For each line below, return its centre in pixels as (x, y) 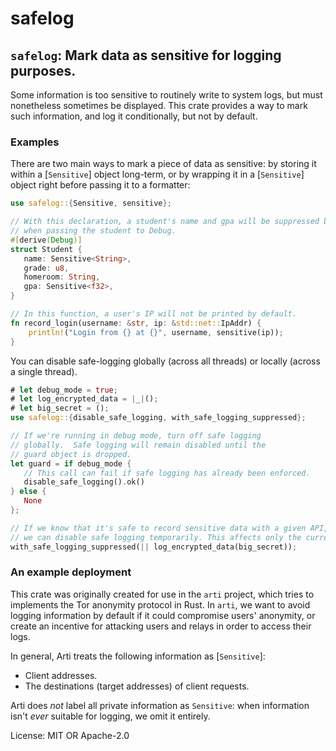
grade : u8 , (46, 268)
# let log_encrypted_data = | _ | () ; (84, 399)
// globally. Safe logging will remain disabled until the (138, 445)
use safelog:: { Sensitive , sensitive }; (91, 203)
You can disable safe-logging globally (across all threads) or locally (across (165, 361)
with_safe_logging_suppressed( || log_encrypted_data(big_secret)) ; (154, 547)
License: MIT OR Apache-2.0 (70, 735)
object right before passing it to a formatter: (100, 185)
